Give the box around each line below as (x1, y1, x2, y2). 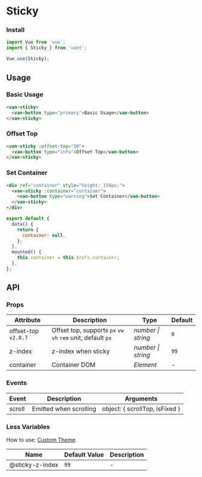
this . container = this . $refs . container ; (17, 254, 120, 261)
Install (6, 26, 25, 34)
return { (17, 227, 39, 233)
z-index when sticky (51, 347, 110, 355)
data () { (11, 221, 34, 227)
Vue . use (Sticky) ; (6, 56, 50, 62)
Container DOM (51, 361, 96, 369)
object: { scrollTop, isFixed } (102, 404, 180, 413)
